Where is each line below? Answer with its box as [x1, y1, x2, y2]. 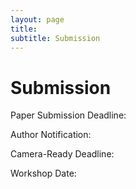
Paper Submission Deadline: [10, 109, 127, 121]
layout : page [10, 14, 65, 25]
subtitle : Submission [10, 33, 101, 43]
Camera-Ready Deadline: [10, 148, 115, 160]
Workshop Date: [10, 167, 77, 180]
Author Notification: [10, 129, 92, 141]
